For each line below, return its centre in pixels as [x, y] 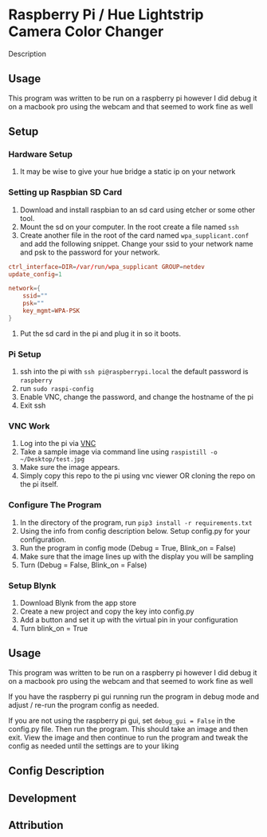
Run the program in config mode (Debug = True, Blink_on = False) [128, 547]
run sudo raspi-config [57, 389]
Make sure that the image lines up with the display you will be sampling [136, 556]
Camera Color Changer [86, 32]
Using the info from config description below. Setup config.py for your [135, 531]
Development [43, 798]
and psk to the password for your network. [90, 252]
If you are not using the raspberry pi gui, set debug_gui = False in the [122, 721]
